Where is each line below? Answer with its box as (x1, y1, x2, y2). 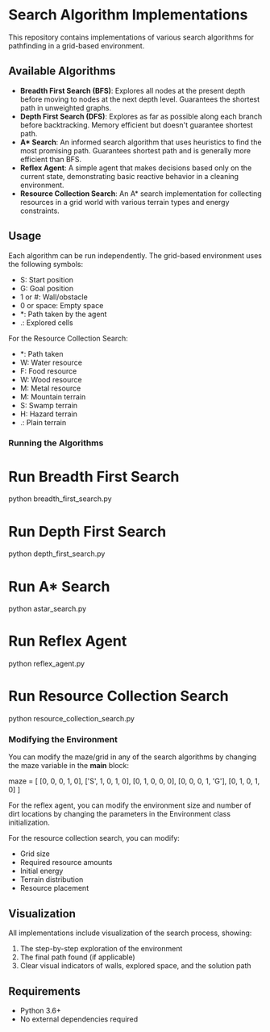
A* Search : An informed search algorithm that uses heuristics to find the (19, 137, 262, 147)
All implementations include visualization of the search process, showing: (8, 928, 252, 938)
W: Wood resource (19, 374, 82, 384)
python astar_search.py (8, 604, 87, 614)
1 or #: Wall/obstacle (19, 292, 89, 302)
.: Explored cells (19, 317, 74, 328)
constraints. (19, 206, 60, 215)
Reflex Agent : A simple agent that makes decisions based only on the (19, 163, 252, 173)
